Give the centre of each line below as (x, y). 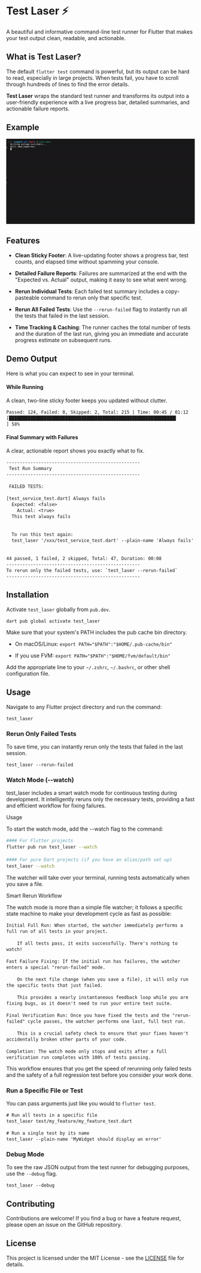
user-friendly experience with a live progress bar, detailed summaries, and (98, 102)
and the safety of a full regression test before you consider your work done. (100, 1075)
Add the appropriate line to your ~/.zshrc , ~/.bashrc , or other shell (88, 667)
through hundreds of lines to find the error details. (68, 84)
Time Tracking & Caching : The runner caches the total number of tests (103, 327)
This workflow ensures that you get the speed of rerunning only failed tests (99, 1068)
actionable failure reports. (38, 109)
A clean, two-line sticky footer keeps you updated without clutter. (87, 400)
